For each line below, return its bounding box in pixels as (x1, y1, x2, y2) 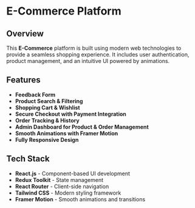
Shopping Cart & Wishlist (15, 104, 80, 111)
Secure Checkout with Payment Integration (15, 110, 126, 118)
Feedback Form (15, 91, 56, 98)
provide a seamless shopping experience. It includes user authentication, (6, 51, 190, 58)
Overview (6, 29, 44, 39)
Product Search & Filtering (15, 97, 83, 104)
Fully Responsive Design (15, 136, 79, 143)
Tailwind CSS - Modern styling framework (15, 189, 121, 196)
